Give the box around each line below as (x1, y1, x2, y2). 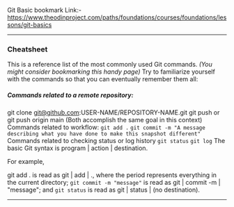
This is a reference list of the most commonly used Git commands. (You (7, 60, 212, 69)
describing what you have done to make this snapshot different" (7, 131, 201, 138)
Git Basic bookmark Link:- (7, 6, 82, 14)
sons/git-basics (7, 21, 52, 28)
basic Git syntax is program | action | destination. (7, 144, 148, 152)
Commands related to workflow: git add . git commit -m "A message (7, 123, 205, 131)
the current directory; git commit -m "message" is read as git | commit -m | (7, 179, 221, 187)
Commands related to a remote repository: (7, 90, 134, 99)
